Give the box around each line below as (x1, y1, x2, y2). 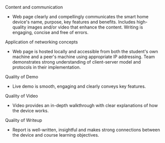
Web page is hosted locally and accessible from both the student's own (12, 49, 158, 54)
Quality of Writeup (5, 117, 42, 123)
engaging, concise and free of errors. (12, 30, 89, 35)
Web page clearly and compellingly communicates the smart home (12, 14, 149, 19)
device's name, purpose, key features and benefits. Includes (12, 19, 136, 25)
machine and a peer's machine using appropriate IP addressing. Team (12, 54, 155, 60)
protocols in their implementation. (12, 64, 81, 70)
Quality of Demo (5, 74, 39, 79)
